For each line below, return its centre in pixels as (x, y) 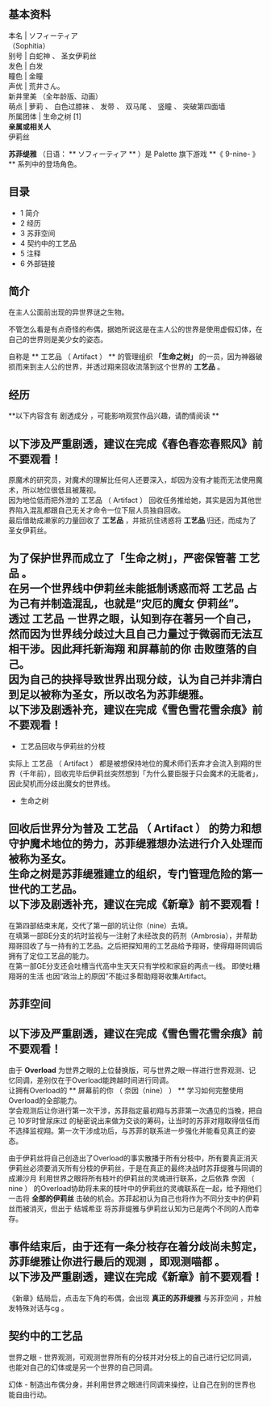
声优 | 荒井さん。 (36, 86)
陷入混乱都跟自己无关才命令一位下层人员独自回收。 (100, 510)
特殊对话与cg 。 (42, 1308)
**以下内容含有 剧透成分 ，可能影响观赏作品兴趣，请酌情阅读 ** (114, 416)
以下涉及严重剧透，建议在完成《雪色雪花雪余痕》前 (135, 1034)
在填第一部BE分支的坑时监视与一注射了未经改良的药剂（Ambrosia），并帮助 (133, 936)
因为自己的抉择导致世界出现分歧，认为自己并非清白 (135, 680)
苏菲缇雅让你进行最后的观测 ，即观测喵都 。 (117, 1262)
